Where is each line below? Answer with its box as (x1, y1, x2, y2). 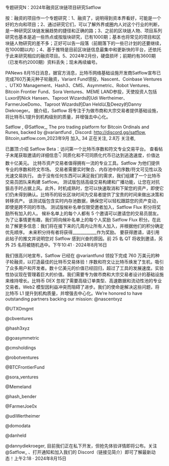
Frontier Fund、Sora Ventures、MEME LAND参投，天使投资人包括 (20, 89, 157, 95)
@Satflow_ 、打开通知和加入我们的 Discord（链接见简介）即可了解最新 (5, 449, 151, 455)
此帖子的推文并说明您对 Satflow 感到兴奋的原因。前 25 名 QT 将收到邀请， (5, 236, 159, 242)
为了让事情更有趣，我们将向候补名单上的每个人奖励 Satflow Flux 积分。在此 (5, 217, 161, 222)
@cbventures (5, 316, 33, 321)
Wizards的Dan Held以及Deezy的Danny (61, 101, 142, 107)
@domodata (5, 423, 31, 429)
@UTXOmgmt (5, 306, 34, 312)
